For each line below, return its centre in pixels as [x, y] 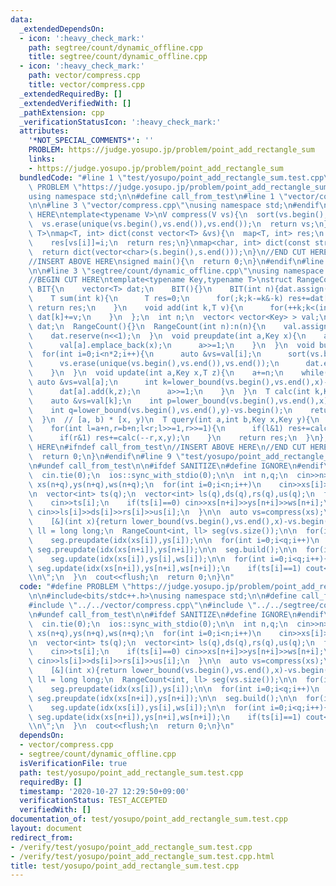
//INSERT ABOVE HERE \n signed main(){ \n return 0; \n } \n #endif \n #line [176, 261]
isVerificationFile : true [73, 763]
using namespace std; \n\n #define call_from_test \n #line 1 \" [158, 196]
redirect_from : [42, 837]
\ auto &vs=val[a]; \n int [93, 382]
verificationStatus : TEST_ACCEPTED [93, 801]
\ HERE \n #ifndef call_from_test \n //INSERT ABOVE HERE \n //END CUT [167, 447]
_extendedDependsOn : [62, 29]
